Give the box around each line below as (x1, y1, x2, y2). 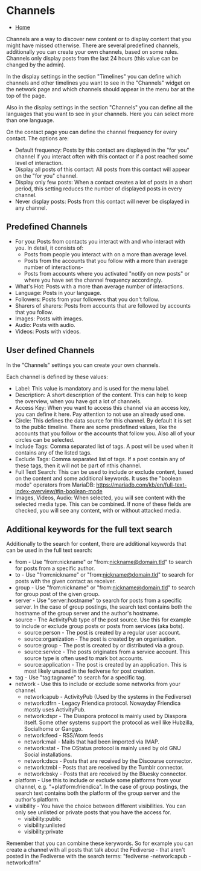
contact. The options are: (6, 134, 69, 142)
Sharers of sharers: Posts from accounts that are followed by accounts (14, 302, 191, 309)
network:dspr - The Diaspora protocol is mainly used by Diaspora (24, 713, 187, 720)
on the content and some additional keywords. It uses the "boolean (14, 474, 182, 482)
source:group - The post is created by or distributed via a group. (24, 642, 185, 649)
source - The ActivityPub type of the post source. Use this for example (14, 616, 191, 623)
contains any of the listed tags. (14, 448, 92, 456)
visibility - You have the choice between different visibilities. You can (14, 802, 186, 810)
